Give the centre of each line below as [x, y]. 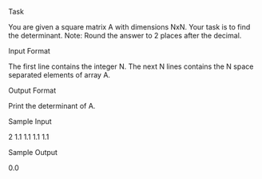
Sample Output [33, 152]
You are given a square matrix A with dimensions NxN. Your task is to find [129, 27]
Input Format [29, 51]
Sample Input [30, 121]
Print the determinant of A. [52, 106]
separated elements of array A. [59, 75]
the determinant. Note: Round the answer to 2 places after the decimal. [125, 36]
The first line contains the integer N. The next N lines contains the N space [131, 66]
